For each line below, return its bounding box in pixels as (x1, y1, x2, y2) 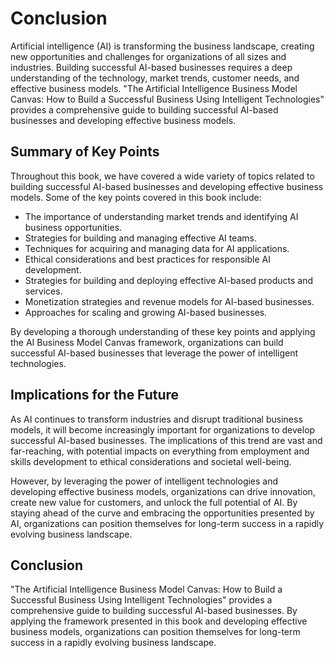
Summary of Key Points (10, 143, 160, 161)
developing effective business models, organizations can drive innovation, (10, 485, 316, 497)
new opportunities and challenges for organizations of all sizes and (10, 50, 287, 62)
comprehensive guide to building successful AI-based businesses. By (10, 605, 298, 617)
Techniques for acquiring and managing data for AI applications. (24, 242, 290, 254)
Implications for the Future (10, 387, 180, 404)
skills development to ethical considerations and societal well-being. (10, 455, 292, 467)
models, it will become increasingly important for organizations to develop (10, 423, 316, 436)
